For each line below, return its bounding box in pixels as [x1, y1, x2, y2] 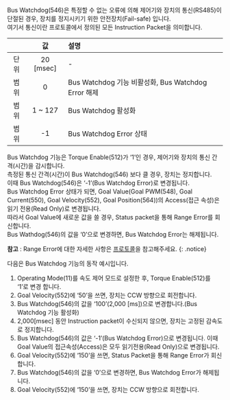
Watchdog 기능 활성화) [16, 308, 80, 316]
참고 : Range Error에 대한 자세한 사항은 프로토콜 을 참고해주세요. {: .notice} [7, 245, 207, 252]
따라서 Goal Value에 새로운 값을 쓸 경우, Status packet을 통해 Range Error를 [7, 213, 214, 221]
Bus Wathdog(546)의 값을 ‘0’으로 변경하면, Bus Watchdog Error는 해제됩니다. [7, 231, 219, 238]
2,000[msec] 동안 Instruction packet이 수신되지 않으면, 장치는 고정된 [16, 317, 205, 325]
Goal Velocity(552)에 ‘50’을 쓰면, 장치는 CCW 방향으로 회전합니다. [16, 291, 197, 299]
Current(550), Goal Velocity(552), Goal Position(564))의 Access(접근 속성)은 [7, 196, 220, 204]
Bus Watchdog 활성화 [68, 106, 136, 115]
